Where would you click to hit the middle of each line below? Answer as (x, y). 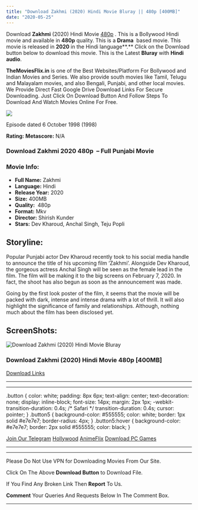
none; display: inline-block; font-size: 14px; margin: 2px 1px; (79, 402)
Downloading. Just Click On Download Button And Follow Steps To (87, 96)
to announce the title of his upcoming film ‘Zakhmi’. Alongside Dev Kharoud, (98, 263)
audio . (14, 59)
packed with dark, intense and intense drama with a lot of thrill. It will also (95, 300)
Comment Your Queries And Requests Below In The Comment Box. (88, 495)
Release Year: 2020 (39, 192)
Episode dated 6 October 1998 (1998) (52, 124)
